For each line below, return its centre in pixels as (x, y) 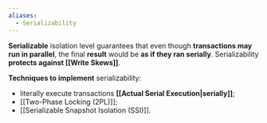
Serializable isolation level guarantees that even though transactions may (130, 45)
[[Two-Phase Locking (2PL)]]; (69, 102)
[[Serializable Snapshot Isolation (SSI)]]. (85, 110)
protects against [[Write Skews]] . (65, 62)
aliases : (23, 15)
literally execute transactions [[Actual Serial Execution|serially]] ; (127, 93)
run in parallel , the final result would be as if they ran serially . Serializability (133, 54)
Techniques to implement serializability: (75, 78)
